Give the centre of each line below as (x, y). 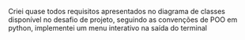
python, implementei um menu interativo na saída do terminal (108, 28)
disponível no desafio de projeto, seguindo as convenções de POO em (123, 20)
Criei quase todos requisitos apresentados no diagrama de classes (117, 11)
